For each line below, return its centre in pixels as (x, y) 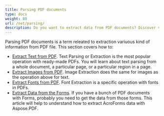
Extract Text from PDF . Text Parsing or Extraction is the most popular (81, 56)
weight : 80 (16, 19)
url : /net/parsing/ (25, 23)
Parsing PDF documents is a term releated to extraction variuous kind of (78, 42)
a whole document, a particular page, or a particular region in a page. (82, 67)
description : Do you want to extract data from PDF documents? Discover (81, 28)
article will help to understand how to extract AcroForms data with (78, 103)
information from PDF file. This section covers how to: (59, 47)
